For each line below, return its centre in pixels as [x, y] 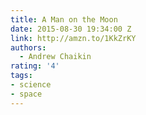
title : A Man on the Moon [64, 19]
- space [26, 94]
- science [31, 85]
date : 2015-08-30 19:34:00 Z [71, 29]
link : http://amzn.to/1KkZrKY [73, 38]
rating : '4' [35, 66]
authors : [28, 47]
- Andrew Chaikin [55, 57]
